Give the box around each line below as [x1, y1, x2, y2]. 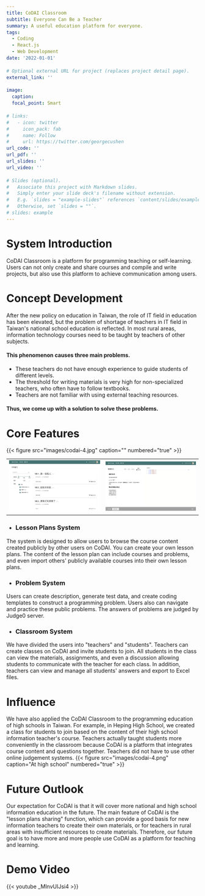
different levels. [15, 372, 55, 379]
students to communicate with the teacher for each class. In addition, [6, 661, 181, 668]
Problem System [15, 578, 66, 587]
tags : [6, 29, 20, 35]
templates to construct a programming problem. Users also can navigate [6, 599, 189, 606]
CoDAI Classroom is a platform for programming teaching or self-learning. [6, 257, 192, 264]
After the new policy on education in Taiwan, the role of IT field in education [6, 312, 197, 319]
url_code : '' [6, 145, 40, 152]
